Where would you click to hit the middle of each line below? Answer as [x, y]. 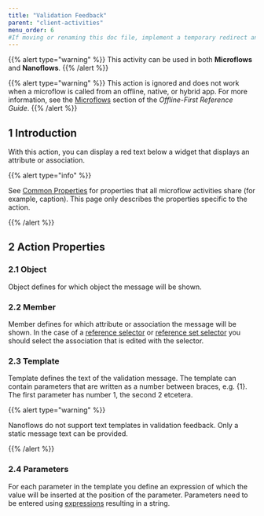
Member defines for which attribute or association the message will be [123, 324]
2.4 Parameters [38, 470]
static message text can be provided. [68, 434]
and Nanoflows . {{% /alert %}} [59, 68]
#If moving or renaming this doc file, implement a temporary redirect [128, 37]
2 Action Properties [57, 247]
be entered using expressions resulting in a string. [89, 503]
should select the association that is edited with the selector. [106, 341]
